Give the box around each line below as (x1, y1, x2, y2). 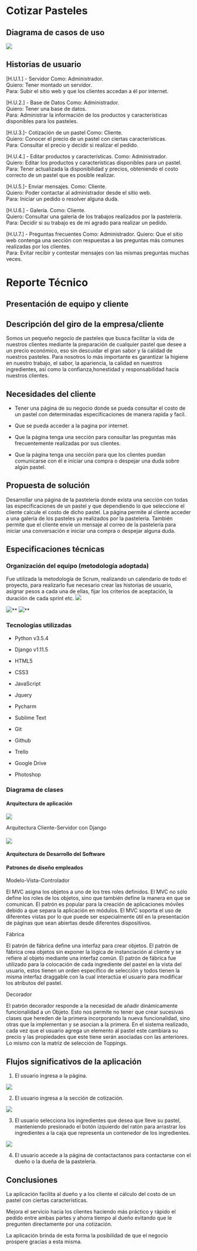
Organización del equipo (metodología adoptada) (6, 562, 150, 570)
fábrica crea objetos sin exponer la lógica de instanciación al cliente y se (6, 949, 182, 956)
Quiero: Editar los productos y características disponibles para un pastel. (6, 159, 182, 166)
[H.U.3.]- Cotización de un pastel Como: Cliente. (6, 129, 123, 136)
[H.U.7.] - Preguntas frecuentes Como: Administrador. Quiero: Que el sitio (6, 230, 183, 237)
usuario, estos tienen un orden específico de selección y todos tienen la (6, 967, 180, 974)
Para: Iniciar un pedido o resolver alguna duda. (6, 195, 119, 202)
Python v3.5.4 (14, 634, 49, 641)
